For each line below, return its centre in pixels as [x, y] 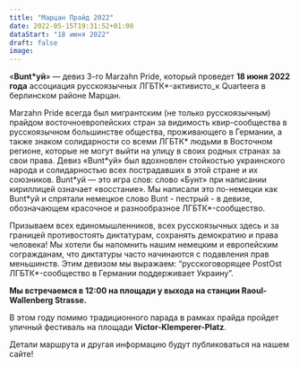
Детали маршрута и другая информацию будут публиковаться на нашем [149, 344]
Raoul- [254, 291]
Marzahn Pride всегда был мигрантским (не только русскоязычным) [140, 113]
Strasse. [71, 301]
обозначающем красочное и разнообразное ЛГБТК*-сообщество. [137, 208]
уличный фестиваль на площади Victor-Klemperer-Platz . [118, 327]
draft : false [34, 43]
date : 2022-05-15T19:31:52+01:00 [72, 26]
